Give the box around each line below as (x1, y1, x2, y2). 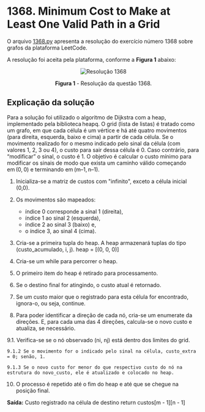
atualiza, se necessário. (15, 324, 76, 332)
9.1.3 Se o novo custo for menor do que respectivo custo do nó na (7, 364, 183, 370)
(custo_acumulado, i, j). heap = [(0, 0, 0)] (15, 245, 119, 253)
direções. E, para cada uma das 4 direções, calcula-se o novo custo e (15, 318, 192, 325)
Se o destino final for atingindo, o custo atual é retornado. (15, 281, 162, 288)
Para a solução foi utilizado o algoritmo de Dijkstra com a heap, (7, 113, 166, 121)
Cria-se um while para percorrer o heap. (15, 257, 118, 264)
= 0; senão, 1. (7, 353, 46, 359)
